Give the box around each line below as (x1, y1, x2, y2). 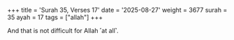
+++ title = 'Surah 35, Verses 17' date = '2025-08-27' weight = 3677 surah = (7, 6, 228, 14)
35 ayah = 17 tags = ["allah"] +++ (7, 13, 103, 21)
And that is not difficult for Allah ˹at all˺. (7, 27, 119, 34)
